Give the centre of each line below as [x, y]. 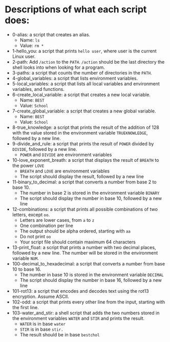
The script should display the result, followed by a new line [82, 176]
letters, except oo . [31, 215]
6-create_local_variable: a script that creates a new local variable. [81, 94]
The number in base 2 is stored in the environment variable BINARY [90, 193]
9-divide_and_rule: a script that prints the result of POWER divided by [83, 144]
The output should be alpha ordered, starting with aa [75, 231]
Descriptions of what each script [76, 9]
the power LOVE [28, 165]
